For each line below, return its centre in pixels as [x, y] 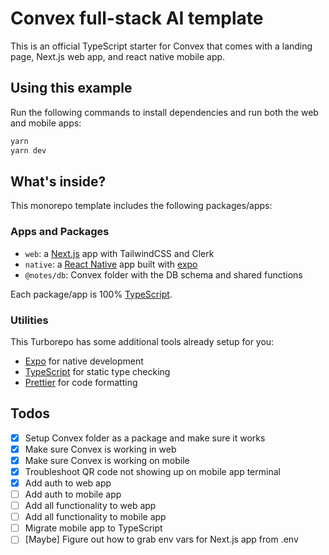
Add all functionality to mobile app [95, 517]
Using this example [71, 88]
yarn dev [28, 150]
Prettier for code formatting [81, 382]
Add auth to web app [68, 483]
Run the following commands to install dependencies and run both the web [164, 112]
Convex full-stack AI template [137, 18]
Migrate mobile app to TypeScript [93, 528]
